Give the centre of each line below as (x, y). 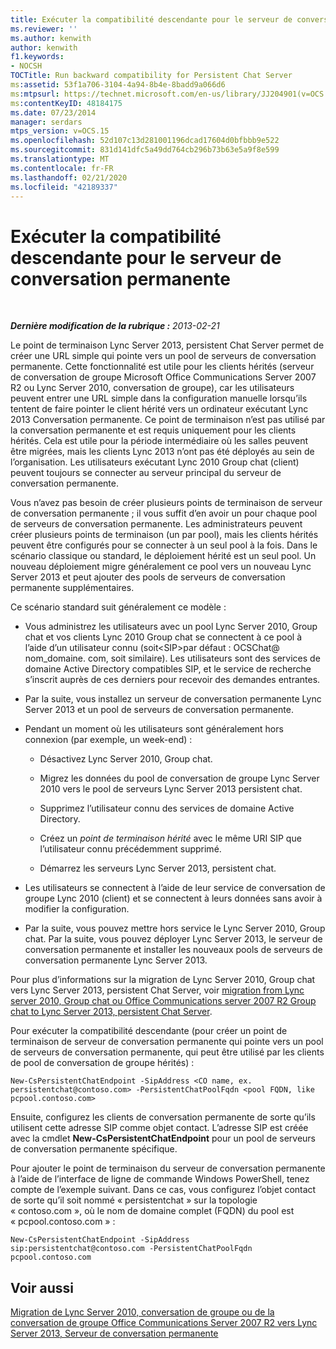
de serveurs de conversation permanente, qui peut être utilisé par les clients (167, 1052)
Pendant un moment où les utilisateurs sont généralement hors (154, 729)
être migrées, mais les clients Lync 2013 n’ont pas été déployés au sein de (162, 452)
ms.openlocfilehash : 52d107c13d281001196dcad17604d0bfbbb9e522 (145, 141)
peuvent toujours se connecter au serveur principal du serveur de (146, 473)
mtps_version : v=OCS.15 (60, 131)
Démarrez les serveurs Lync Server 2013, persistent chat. (158, 868)
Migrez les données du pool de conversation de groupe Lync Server (179, 778)
